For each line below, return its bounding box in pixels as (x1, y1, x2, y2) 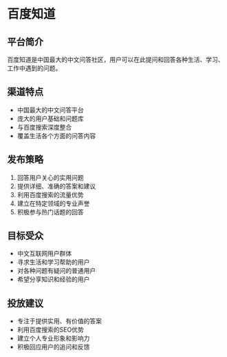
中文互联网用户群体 (17, 249, 72, 258)
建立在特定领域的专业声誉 (17, 199, 90, 207)
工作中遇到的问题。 (7, 64, 62, 72)
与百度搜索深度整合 (17, 123, 72, 131)
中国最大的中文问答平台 (17, 105, 84, 114)
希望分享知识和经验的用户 (17, 275, 90, 283)
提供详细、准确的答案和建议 (17, 182, 96, 190)
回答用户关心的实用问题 (17, 173, 84, 181)
